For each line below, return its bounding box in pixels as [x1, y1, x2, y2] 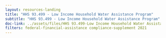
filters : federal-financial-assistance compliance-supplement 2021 [5, 26, 147, 31]
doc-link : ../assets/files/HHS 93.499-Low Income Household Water [5, 21, 145, 26]
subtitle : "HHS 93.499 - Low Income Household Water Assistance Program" [5, 16, 161, 21]
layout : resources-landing [5, 7, 61, 12]
